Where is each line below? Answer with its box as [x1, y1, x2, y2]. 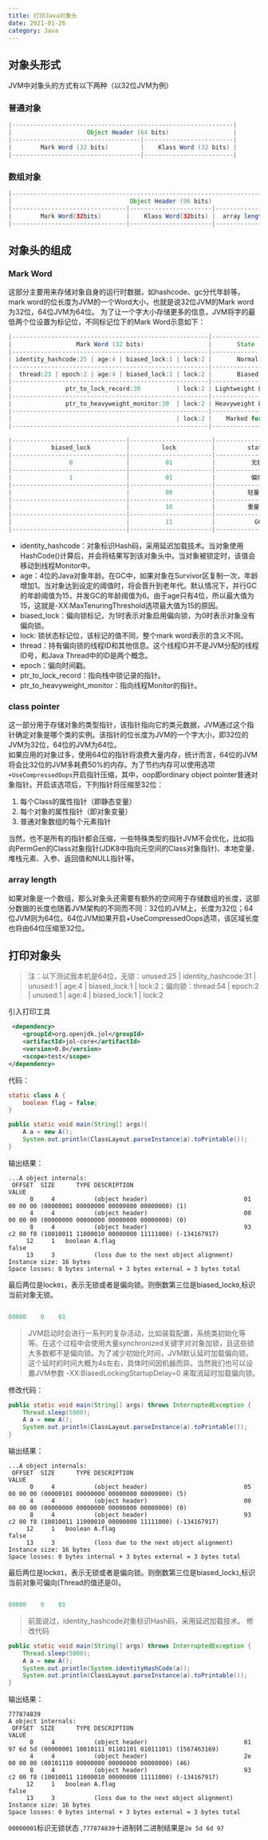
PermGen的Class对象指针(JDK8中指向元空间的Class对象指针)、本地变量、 [14, 843, 259, 854]
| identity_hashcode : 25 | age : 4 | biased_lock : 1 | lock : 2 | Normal [8, 355, 259, 363]
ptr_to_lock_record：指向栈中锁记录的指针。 [19, 670, 165, 680]
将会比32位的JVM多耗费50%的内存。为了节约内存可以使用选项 [8, 760, 215, 770]
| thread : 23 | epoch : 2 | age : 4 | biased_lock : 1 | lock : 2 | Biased [8, 370, 259, 378]
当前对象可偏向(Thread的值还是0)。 [8, 1577, 126, 1587]
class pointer [8, 701, 60, 712]
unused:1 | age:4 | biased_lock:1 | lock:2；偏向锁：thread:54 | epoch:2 [27, 981, 259, 991]
